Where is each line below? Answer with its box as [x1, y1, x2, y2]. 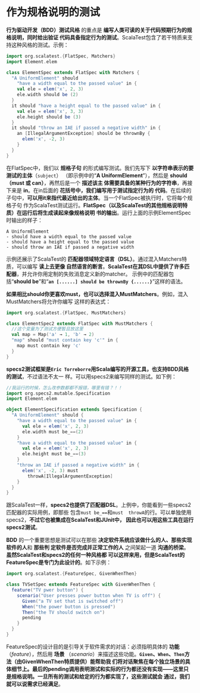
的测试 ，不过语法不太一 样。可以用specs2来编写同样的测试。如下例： [6, 372, 177, 380]
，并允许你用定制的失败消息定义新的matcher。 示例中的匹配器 [17, 270, 169, 278]
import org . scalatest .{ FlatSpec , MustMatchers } [6, 310, 127, 316]
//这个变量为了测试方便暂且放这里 [11, 326, 84, 332]
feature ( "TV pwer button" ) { [11, 587, 84, 593]
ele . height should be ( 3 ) [17, 114, 82, 120]
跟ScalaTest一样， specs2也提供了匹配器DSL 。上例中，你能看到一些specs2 [6, 501, 192, 509]
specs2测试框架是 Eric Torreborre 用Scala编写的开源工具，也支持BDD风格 [6, 365, 189, 372]
